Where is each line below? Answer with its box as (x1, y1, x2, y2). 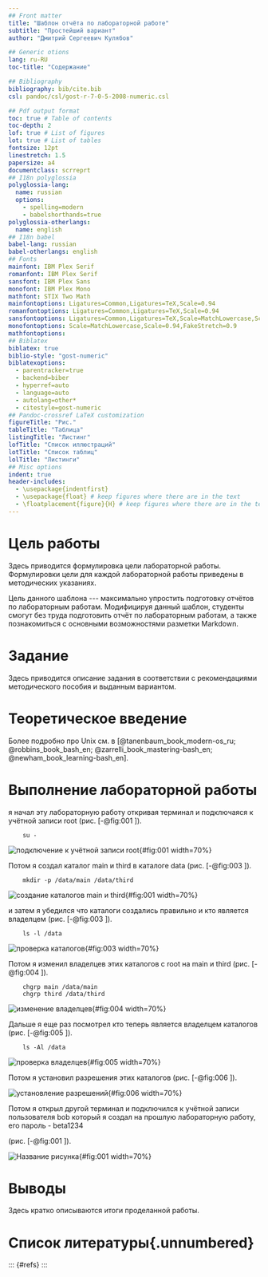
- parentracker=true (15, 366, 84, 375)
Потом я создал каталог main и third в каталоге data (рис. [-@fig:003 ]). (8, 860, 252, 870)
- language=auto (15, 389, 69, 397)
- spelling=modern (22, 204, 84, 212)
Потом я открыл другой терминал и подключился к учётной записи (8, 1103, 239, 1113)
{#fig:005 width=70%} (86, 1057, 161, 1066)
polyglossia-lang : (8, 181, 69, 189)
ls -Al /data (22, 1043, 66, 1051)
